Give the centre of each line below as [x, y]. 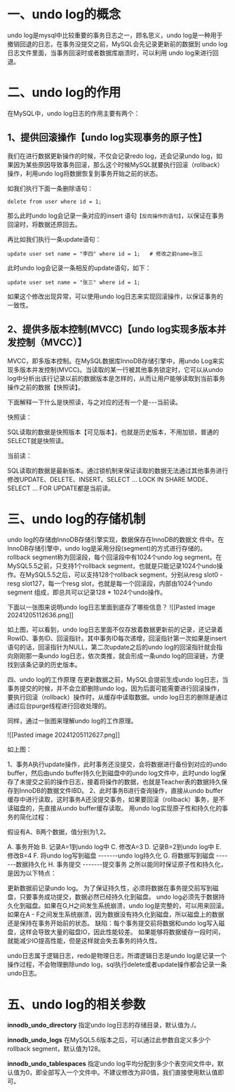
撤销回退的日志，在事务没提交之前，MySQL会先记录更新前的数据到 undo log [117, 44]
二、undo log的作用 [64, 93]
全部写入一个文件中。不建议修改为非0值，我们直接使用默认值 [130, 1072]
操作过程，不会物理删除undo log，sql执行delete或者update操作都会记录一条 [117, 965]
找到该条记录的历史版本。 [44, 665]
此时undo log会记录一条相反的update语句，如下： [79, 268]
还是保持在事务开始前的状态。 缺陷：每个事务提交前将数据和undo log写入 [113, 923]
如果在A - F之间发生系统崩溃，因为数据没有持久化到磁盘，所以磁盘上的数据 [116, 914]
